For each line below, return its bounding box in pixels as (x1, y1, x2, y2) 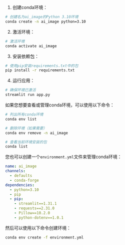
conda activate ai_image (5, 43, 57, 49)
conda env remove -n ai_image (5, 130, 68, 136)
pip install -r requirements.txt (5, 68, 75, 73)
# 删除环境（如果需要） (5, 126, 47, 131)
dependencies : (5, 182, 35, 187)
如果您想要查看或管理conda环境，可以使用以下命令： (5, 102, 115, 108)
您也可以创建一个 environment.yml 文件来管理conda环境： (5, 154, 122, 160)
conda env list (5, 116, 37, 121)
